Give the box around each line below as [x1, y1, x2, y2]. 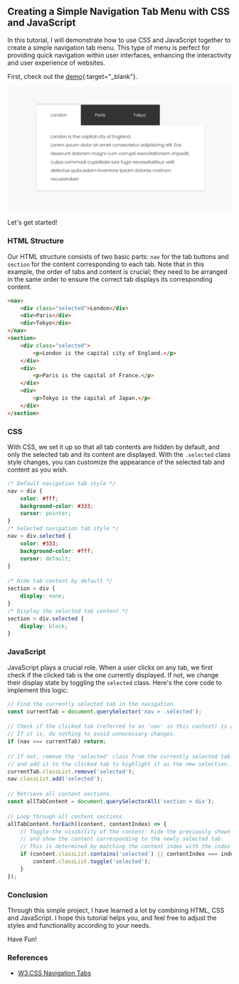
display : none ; [20, 593, 65, 600]
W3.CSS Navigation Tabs [17, 969, 91, 978]
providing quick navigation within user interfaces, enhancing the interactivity [7, 51, 232, 59]
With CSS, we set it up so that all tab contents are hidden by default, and [7, 443, 221, 451]
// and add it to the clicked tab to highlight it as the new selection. [7, 761, 231, 768]
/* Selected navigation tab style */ [7, 525, 119, 532]
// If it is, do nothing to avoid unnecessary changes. [7, 731, 176, 738]
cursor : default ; [20, 555, 72, 562]
